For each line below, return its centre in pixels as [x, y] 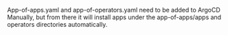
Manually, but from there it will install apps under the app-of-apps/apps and [114, 17]
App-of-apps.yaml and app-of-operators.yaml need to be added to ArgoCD [114, 10]
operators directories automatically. [57, 24]
